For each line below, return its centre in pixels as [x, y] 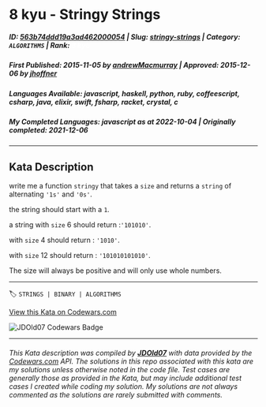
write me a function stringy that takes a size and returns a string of [120, 186]
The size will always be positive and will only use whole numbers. [115, 271]
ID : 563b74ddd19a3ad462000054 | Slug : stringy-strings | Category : [125, 36]
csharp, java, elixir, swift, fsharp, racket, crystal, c [94, 102]
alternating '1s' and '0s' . [51, 194]
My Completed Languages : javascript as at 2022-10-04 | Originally [122, 121]
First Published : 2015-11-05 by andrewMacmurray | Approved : [114, 65]
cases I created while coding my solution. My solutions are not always [124, 386]
